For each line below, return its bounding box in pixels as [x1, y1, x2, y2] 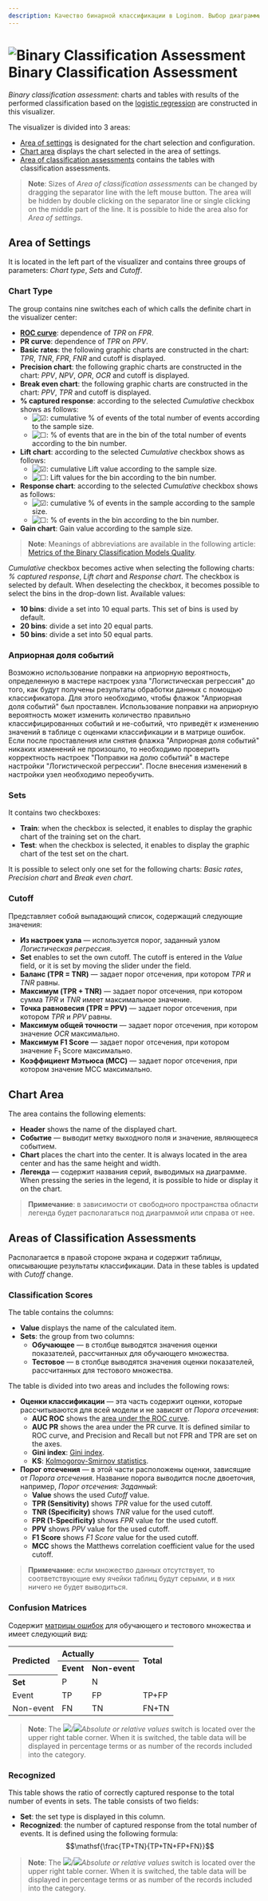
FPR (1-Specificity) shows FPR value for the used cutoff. [31, 1516, 219, 1526]
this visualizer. [8, 106, 56, 116]
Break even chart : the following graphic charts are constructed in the [19, 379, 249, 388]
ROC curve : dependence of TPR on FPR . [19, 327, 154, 337]
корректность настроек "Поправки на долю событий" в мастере [8, 752, 230, 762]
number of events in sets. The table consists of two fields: [8, 1796, 199, 1806]
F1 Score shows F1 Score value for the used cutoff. [31, 1533, 199, 1542]
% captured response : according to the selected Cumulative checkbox [19, 395, 255, 405]
